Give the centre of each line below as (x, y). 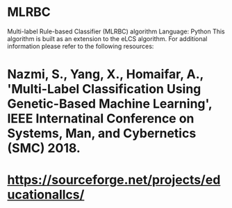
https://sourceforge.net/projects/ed (114, 180)
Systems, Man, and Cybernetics (102, 134)
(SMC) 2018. (44, 149)
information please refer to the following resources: (81, 46)
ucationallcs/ (46, 195)
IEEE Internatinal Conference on (101, 119)
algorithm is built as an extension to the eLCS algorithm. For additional (107, 38)
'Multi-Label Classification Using (104, 89)
